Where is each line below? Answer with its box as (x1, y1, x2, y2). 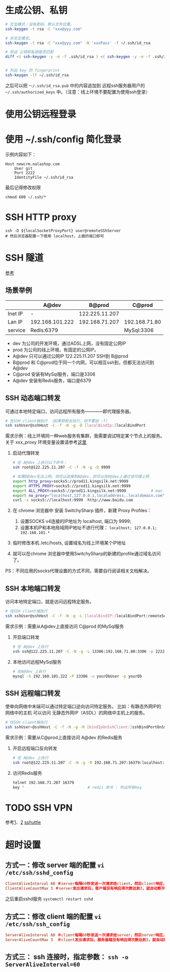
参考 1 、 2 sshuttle (5, 819, 41, 826)
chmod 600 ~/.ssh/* (5, 195, 47, 200)
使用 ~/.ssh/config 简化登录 (5, 134, 121, 145)
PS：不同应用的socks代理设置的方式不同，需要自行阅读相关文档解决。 (5, 568, 152, 574)
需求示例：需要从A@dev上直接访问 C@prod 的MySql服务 (5, 623, 124, 629)
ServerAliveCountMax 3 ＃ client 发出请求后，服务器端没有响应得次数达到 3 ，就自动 (5, 937, 164, 943)
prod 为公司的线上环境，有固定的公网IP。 (12, 347, 99, 353)
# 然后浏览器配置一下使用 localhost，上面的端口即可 (5, 234, 104, 239)
